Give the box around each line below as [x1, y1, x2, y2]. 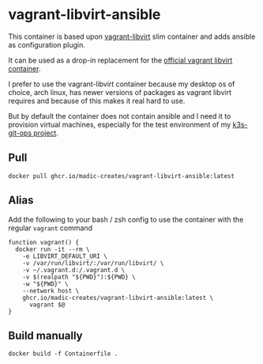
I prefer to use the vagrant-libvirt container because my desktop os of [8, 79, 235, 89]
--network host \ [22, 286, 80, 294]
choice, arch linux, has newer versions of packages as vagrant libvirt [8, 87, 231, 97]
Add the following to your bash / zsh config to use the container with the [8, 214, 244, 224]
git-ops [8, 128, 32, 138]
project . [33, 128, 59, 138]
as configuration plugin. [8, 40, 85, 49]
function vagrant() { [8, 238, 80, 246]
